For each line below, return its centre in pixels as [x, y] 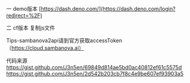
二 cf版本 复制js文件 [31, 28]
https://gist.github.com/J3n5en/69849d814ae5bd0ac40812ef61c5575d [94, 67]
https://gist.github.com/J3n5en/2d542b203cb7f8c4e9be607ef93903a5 [95, 74]
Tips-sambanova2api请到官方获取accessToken [64, 40]
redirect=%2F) [24, 16]
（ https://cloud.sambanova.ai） [45, 48]
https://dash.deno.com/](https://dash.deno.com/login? [108, 9]
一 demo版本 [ [24, 9]
